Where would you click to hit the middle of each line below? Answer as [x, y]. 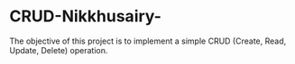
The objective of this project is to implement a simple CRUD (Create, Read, [148, 41]
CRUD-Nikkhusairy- [86, 16]
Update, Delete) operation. [59, 50]
